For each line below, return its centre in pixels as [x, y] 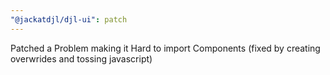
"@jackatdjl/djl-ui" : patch [69, 19]
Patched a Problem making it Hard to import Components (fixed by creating [165, 48]
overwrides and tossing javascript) [81, 58]
